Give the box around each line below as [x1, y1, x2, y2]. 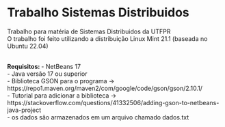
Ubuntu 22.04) [7, 42, 49, 50]
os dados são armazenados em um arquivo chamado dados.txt [11, 113, 189, 121]
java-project [7, 106, 42, 114]
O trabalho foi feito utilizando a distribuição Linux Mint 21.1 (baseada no [7, 34, 208, 42]
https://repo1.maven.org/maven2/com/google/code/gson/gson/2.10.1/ [7, 84, 203, 92]
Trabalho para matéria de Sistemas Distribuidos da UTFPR [7, 27, 171, 36]
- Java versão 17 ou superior [7, 70, 88, 78]
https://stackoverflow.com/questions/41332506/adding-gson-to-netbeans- [7, 98, 220, 107]
